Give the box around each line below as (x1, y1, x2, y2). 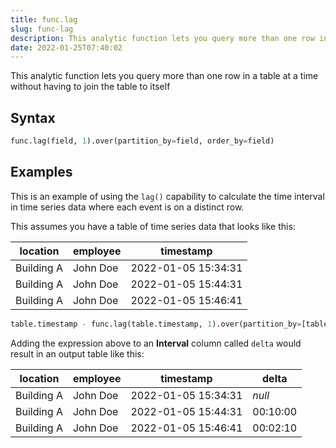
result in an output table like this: (10, 347, 145, 360)
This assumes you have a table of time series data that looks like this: (10, 220, 296, 232)
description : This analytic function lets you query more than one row (10, 33, 315, 43)
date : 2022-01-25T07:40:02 (10, 42, 123, 53)
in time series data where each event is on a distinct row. (10, 201, 245, 213)
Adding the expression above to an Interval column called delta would (10, 337, 302, 349)
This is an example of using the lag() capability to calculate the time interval (10, 190, 325, 202)
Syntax (10, 109, 56, 126)
